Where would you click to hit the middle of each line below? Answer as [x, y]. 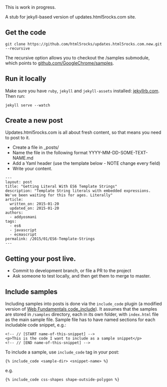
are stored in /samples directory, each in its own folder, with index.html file [82, 315]
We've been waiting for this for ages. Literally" [59, 195]
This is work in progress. [30, 7]
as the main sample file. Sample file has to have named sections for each [80, 320]
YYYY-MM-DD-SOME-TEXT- [118, 153]
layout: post [19, 182]
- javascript [23, 230]
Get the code [26, 33]
